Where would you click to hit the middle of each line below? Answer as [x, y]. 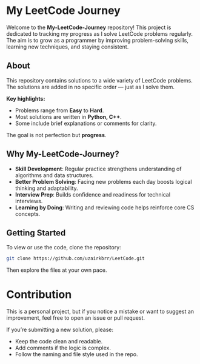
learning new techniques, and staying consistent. [68, 47]
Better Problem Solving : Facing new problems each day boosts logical [103, 181]
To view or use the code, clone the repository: [64, 248]
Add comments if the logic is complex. [63, 348]
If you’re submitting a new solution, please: [60, 330]
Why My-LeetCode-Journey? [63, 154]
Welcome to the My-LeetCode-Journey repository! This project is [89, 27]
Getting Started [36, 233]
